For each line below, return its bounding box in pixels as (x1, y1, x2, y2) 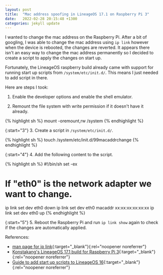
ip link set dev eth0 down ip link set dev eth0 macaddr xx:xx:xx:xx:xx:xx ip (5, 205, 155, 211)
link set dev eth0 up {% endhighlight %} (5, 210, 85, 216)
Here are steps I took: (5, 84, 49, 91)
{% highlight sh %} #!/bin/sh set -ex (5, 161, 78, 167)
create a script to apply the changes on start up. (5, 55, 102, 61)
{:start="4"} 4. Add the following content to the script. (5, 152, 113, 158)
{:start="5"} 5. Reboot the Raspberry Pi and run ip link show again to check (5, 220, 159, 226)
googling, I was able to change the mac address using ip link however (5, 40, 149, 46)
